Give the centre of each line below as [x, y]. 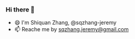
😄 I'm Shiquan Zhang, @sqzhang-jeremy [65, 23]
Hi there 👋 [20, 10]
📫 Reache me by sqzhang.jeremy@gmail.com [71, 29]
